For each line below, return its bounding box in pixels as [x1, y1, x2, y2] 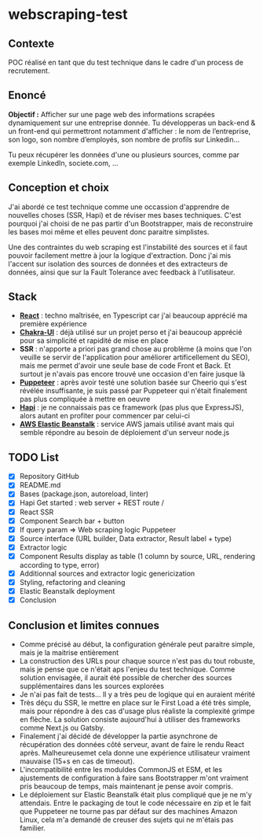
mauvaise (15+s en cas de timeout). [19, 756, 135, 766]
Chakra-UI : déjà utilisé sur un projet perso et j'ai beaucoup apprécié [19, 328, 243, 337]
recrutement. [8, 66, 50, 75]
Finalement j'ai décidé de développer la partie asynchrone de [19, 731, 218, 741]
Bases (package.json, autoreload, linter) [19, 489, 149, 499]
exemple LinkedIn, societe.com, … [8, 158, 119, 167]
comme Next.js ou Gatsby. [19, 723, 105, 732]
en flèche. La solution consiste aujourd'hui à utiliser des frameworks [19, 714, 241, 724]
